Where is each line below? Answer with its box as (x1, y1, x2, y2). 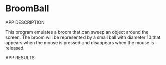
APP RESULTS (5, 54, 35, 60)
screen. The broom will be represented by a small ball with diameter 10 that (5, 34, 161, 40)
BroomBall (5, 3, 49, 14)
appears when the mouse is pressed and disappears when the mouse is (5, 39, 154, 45)
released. (5, 45, 25, 51)
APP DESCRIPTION (5, 19, 45, 25)
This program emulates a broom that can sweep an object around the (5, 29, 149, 35)
